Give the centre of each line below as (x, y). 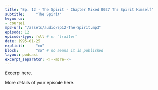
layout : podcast (21, 55)
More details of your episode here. (40, 83)
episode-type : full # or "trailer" (41, 37)
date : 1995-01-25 (23, 41)
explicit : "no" (25, 46)
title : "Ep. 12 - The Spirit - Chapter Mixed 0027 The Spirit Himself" (79, 9)
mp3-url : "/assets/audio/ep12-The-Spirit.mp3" (53, 28)
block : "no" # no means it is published (54, 50)
